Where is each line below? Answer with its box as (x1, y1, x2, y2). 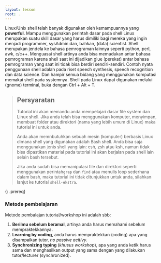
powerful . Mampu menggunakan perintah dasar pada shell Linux (5, 30, 134, 36)
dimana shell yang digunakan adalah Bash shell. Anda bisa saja (16, 139, 143, 145)
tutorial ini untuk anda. (16, 124, 62, 130)
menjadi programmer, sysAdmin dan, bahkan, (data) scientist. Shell (5, 40, 139, 46)
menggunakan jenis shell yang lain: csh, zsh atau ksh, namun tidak (16, 144, 150, 150)
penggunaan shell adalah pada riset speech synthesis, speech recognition (5, 66, 153, 72)
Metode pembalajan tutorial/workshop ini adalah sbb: (5, 212, 111, 218)
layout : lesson (5, 7, 36, 12)
